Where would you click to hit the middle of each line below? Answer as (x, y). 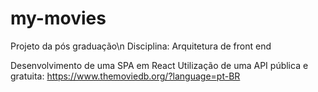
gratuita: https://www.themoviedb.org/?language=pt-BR (125, 76)
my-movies (58, 18)
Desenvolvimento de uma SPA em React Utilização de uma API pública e (159, 65)
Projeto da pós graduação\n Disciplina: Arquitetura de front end (141, 46)
